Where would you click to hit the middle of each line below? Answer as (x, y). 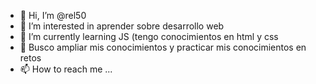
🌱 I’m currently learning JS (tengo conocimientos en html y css (149, 36)
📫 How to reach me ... (66, 69)
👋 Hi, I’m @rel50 (53, 15)
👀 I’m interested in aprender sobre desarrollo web (122, 26)
